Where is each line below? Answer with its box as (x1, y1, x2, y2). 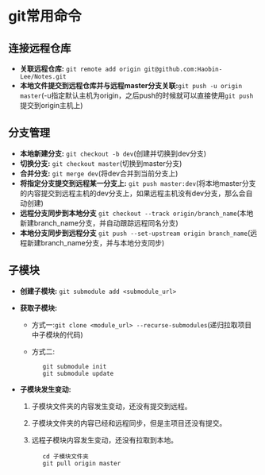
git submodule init (42, 362, 107, 370)
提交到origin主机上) (19, 101, 83, 110)
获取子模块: (19, 303, 58, 312)
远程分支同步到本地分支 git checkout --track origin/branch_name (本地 (19, 208, 254, 218)
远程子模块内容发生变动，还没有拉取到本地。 (31, 434, 179, 445)
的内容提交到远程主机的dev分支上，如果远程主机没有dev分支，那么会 (19, 188, 246, 198)
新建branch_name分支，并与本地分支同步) (26, 237, 165, 247)
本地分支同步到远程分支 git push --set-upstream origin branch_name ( (19, 228, 251, 237)
